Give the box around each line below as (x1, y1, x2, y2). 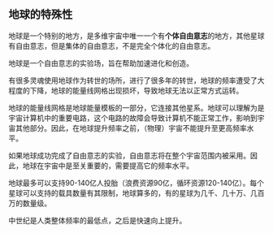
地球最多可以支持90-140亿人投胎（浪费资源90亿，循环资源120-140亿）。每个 (8, 178, 265, 188)
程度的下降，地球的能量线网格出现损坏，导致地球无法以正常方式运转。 (8, 85, 244, 95)
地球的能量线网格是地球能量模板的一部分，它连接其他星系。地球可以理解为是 (8, 102, 265, 112)
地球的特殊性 (8, 7, 73, 22)
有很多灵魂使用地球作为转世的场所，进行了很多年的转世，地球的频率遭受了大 (8, 76, 265, 85)
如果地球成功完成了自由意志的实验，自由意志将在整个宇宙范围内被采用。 (8, 150, 250, 160)
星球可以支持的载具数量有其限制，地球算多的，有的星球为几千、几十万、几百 (8, 188, 265, 197)
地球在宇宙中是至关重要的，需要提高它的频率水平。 (22, 161, 193, 170)
